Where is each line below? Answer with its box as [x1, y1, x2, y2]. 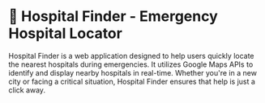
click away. [8, 84, 46, 95]
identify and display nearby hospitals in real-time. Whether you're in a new [8, 68, 258, 77]
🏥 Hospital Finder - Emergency [8, 7, 219, 26]
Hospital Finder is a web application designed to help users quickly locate [8, 51, 254, 60]
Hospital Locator [8, 24, 123, 43]
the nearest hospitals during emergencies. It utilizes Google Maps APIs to [8, 60, 254, 69]
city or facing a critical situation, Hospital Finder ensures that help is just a [8, 76, 255, 86]
